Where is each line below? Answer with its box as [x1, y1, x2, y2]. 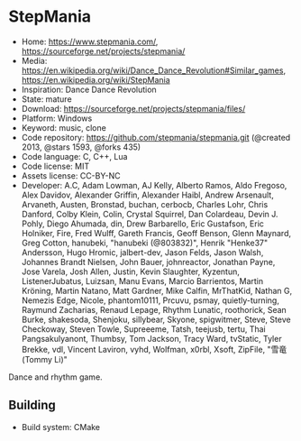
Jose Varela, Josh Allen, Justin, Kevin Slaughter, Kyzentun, [21, 266, 241, 277]
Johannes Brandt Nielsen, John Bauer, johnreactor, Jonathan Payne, [21, 256, 276, 267]
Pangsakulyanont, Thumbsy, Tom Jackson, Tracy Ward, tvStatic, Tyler [21, 333, 282, 344]
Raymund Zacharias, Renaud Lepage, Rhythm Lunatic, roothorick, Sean [21, 304, 287, 315]
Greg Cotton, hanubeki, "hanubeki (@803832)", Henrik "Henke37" [21, 237, 268, 248]
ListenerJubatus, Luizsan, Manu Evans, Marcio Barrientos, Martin [21, 275, 264, 286]
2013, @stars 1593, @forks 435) [21, 142, 141, 152]
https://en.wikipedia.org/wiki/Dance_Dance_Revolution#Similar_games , [21, 65, 286, 76]
